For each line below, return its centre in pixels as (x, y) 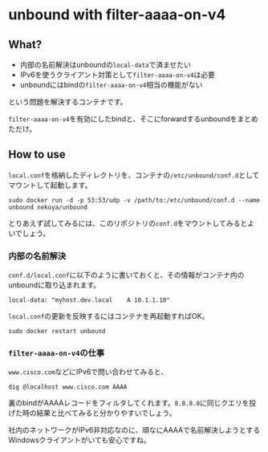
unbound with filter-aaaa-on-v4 (117, 15)
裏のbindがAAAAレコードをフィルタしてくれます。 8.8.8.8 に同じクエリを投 (132, 403)
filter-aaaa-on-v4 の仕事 (57, 353)
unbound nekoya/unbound (48, 207)
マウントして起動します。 (50, 185)
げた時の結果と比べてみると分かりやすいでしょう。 (92, 413)
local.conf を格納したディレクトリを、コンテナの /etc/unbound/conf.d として (134, 175)
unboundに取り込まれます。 (55, 285)
